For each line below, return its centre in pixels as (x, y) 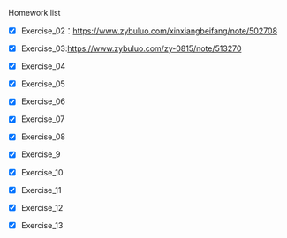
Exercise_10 (42, 172)
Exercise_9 (41, 154)
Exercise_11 (41, 190)
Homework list (34, 13)
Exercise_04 (43, 66)
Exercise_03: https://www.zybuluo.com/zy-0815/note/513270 (131, 48)
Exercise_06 (43, 101)
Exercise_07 (43, 119)
